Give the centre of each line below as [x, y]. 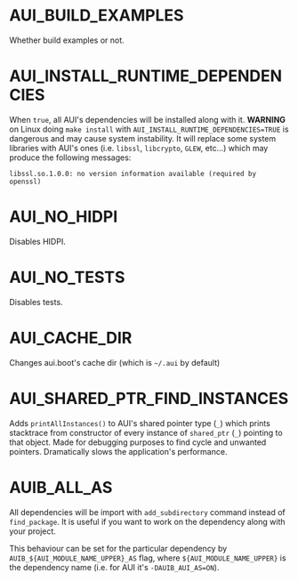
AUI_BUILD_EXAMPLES [97, 16]
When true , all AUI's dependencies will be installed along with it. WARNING [148, 119]
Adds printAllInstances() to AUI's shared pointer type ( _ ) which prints [140, 423]
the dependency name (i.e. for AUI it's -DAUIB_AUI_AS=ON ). [114, 567]
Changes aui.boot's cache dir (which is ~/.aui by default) [115, 362]
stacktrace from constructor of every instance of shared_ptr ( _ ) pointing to [146, 432]
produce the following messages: [70, 157]
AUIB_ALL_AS [61, 487]
